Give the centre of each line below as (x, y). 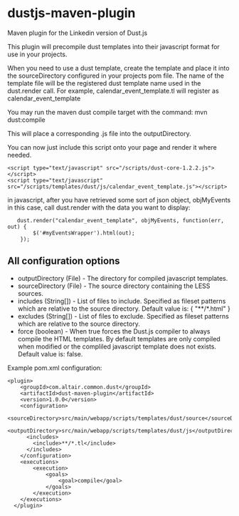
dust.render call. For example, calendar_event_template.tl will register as (113, 91)
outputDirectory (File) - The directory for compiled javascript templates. (123, 278)
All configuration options (64, 261)
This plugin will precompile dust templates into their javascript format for (114, 46)
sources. (31, 293)
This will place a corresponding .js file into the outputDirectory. (99, 133)
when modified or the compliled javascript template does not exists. (117, 346)
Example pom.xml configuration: (55, 368)
